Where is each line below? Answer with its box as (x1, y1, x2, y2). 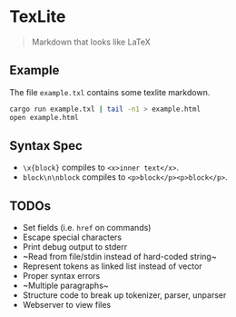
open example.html (9, 113, 79, 122)
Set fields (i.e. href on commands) (22, 223, 152, 233)
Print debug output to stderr (22, 242, 128, 253)
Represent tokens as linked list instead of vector (22, 261, 202, 272)
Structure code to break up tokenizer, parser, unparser (22, 290, 227, 301)
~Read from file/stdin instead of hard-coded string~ (22, 252, 217, 263)
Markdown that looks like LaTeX (31, 36, 152, 47)
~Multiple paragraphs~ (22, 280, 109, 292)
